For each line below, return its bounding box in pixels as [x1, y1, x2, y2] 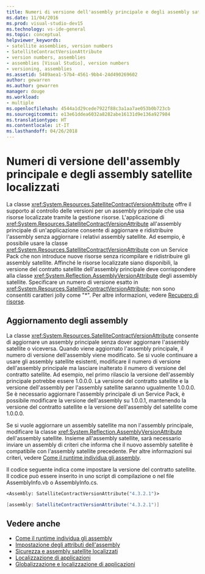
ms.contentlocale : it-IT [6, 123, 70, 129]
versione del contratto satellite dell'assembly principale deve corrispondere [6, 265, 196, 272]
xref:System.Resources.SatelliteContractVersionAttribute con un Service [6, 245, 188, 253]
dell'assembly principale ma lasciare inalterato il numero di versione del [6, 364, 186, 371]
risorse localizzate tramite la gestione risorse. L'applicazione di [6, 213, 165, 220]
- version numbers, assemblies [6, 54, 86, 60]
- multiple [6, 100, 34, 106]
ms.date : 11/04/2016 [6, 15, 59, 21]
